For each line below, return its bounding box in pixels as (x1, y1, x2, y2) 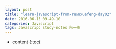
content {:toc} (12, 39, 41, 45)
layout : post (5, 7, 32, 12)
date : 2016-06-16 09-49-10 (5, 16, 61, 21)
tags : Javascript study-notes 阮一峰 (5, 25, 80, 30)
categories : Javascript (5, 21, 54, 26)
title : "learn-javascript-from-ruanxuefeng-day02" (5, 12, 112, 17)
